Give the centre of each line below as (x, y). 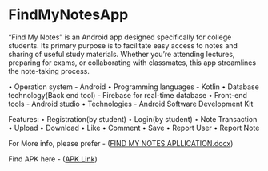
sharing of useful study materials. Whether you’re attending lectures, (122, 54)
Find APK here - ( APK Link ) (53, 159)
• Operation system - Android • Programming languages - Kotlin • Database (134, 87)
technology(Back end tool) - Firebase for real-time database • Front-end (128, 95)
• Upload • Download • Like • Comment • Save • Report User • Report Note (134, 128)
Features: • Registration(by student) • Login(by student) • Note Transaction (133, 119)
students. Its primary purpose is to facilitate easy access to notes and (123, 45)
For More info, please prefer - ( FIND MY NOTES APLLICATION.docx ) (121, 143)
